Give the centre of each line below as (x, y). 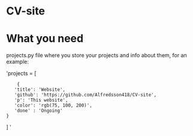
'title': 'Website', (40, 90)
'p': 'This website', (41, 100)
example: (17, 62)
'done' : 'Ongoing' (38, 111)
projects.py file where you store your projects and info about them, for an (96, 55)
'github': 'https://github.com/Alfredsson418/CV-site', (85, 95)
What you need (45, 39)
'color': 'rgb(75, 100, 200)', (53, 106)
